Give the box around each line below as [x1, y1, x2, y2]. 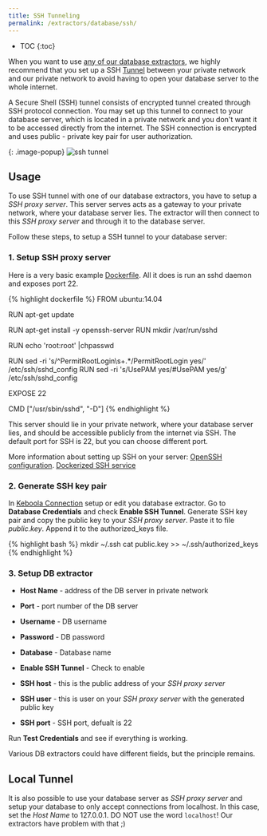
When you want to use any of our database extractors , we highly [8, 57, 221, 66]
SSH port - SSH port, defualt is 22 [19, 718, 133, 727]
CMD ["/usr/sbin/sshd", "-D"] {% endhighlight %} [8, 404, 171, 414]
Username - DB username [19, 616, 108, 627]
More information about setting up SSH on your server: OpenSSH [8, 452, 223, 462]
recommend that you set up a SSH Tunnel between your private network [8, 65, 246, 74]
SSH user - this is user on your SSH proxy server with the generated [19, 694, 245, 703]
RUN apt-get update [8, 309, 75, 319]
